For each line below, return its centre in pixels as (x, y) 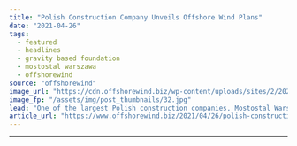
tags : (19, 34)
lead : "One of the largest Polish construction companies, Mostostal (140, 108)
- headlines (39, 50)
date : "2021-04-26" (45, 26)
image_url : (29, 91)
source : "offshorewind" (53, 83)
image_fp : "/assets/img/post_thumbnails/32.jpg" (100, 100)
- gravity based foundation (69, 58)
